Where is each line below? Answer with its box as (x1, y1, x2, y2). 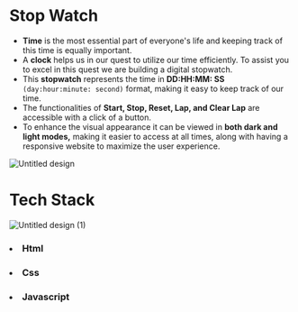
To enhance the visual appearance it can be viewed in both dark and (22, 121, 278, 132)
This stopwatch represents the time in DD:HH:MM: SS (22, 73, 225, 84)
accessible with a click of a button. (22, 112, 151, 123)
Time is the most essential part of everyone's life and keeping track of (22, 35, 284, 46)
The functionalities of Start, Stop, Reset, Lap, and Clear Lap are (22, 102, 260, 113)
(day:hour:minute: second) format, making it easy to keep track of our (22, 83, 284, 94)
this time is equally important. (22, 44, 132, 55)
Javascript (22, 290, 70, 303)
